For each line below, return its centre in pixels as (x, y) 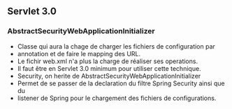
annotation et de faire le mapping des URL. (79, 53)
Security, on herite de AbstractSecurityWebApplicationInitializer (109, 76)
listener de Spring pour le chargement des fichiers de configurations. (117, 98)
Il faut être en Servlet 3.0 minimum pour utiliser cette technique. (109, 68)
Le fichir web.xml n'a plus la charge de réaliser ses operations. (107, 61)
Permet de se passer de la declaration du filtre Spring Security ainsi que (121, 83)
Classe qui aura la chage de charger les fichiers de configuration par (116, 46)
